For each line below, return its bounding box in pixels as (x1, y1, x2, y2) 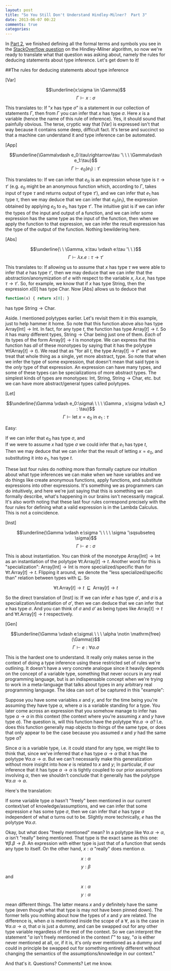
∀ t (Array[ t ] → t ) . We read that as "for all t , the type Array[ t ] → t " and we (5, 347, 157, 354)
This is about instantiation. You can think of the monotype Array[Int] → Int (5, 552, 161, 559)
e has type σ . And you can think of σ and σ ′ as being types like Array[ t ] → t (5, 605, 163, 611)
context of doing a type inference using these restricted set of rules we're (5, 660, 161, 666)
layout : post (5, 7, 33, 13)
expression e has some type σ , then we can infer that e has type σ (5, 808, 144, 815)
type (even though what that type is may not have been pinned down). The (5, 906, 162, 913)
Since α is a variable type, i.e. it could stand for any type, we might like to (5, 745, 159, 751)
